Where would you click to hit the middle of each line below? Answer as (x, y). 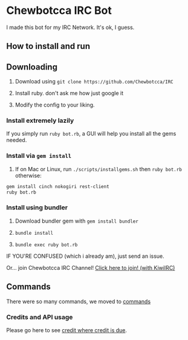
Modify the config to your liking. (55, 105)
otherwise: (28, 175)
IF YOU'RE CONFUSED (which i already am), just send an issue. (85, 256)
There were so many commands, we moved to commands (79, 301)
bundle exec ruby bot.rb (46, 245)
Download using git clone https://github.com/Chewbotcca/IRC (94, 82)
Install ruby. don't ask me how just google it (69, 93)
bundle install (34, 233)
